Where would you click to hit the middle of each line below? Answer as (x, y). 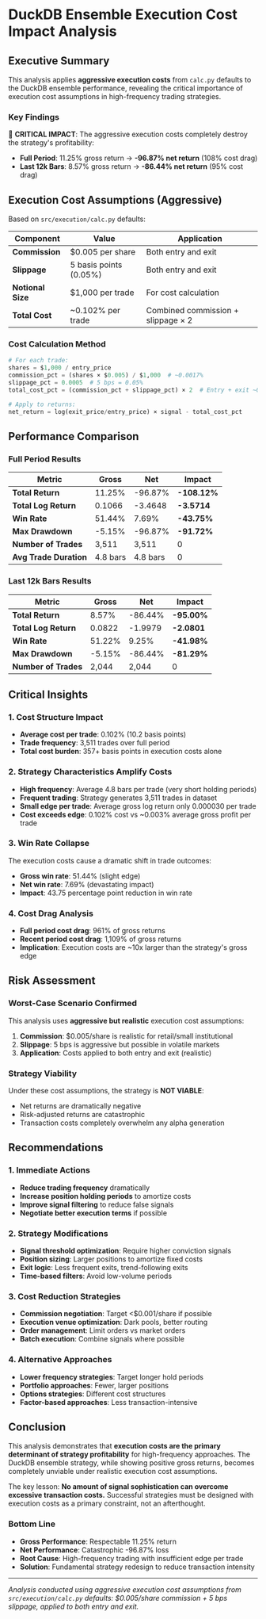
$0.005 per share (103, 252)
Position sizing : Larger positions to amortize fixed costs (111, 1259)
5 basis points (96, 265)
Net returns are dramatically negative (80, 1106)
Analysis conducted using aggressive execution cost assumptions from (125, 1589)
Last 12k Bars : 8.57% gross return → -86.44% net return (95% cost (131, 166)
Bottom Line (32, 1524)
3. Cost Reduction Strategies (65, 1296)
